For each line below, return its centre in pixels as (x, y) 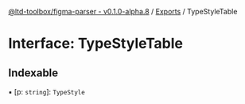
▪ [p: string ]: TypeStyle (47, 92)
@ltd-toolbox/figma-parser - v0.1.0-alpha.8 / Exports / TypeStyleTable (123, 12)
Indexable (33, 73)
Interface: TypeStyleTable (96, 44)
